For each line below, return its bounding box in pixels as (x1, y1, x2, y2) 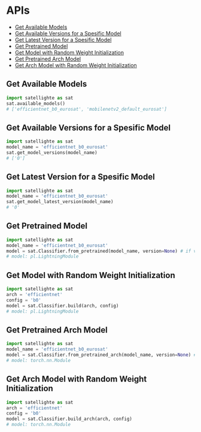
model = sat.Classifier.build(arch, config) (6, 303, 119, 309)
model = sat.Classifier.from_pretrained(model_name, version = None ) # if (6, 248, 191, 254)
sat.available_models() (6, 100, 66, 107)
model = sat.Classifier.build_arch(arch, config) (6, 416, 133, 422)
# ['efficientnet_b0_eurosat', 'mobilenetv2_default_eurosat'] (6, 106, 167, 112)
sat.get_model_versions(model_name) (6, 149, 98, 156)
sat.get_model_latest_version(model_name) (6, 199, 114, 205)
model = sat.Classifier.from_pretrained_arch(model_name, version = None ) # (6, 352, 197, 358)
